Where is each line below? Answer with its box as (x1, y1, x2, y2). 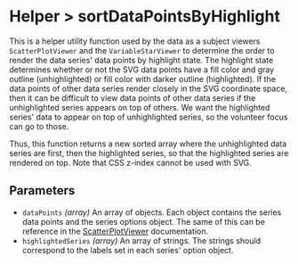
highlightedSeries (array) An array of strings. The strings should (21, 235, 261, 246)
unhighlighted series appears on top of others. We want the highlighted (9, 102, 270, 112)
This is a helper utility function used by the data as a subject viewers (9, 36, 261, 46)
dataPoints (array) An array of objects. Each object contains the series (21, 207, 282, 218)
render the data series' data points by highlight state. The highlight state (9, 54, 274, 65)
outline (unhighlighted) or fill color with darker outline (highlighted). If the (9, 73, 276, 84)
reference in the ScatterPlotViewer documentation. (21, 226, 209, 236)
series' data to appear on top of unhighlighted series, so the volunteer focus (9, 111, 288, 122)
